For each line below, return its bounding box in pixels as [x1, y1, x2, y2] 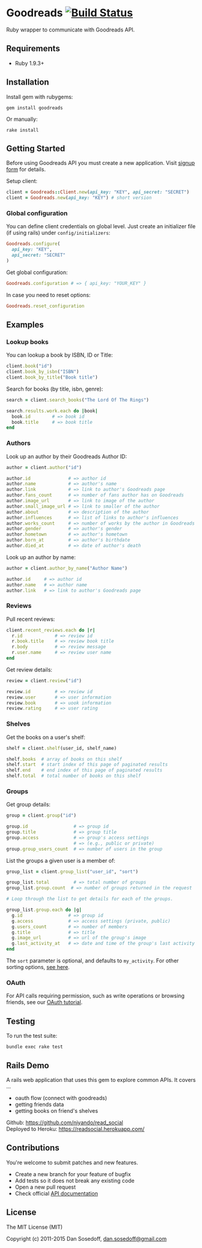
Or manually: [6, 115, 38, 123]
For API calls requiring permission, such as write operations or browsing [6, 992, 185, 999]
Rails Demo [6, 1060, 49, 1070]
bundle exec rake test [6, 1044, 63, 1050]
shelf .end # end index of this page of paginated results [6, 767, 163, 773]
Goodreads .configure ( [6, 241, 61, 247]
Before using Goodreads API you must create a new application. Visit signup [6, 159, 195, 167]
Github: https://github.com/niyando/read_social [6, 1119, 123, 1126]
